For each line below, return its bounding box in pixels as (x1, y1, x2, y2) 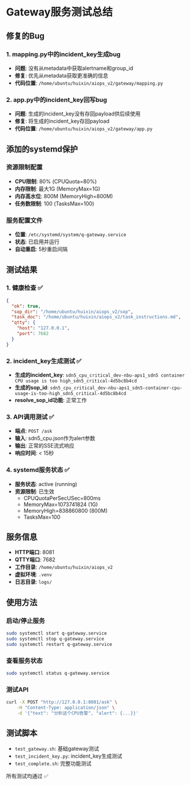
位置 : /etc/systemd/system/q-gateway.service (14, 231, 127, 238)
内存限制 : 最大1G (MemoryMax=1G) (14, 185, 101, 192)
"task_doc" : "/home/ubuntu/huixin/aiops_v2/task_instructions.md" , (11, 314, 182, 320)
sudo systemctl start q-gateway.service (6, 630, 108, 636)
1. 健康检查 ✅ (6, 284, 43, 292)
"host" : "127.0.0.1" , (17, 325, 70, 332)
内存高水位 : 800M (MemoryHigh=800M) (14, 192, 114, 200)
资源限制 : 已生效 (14, 488, 54, 495)
